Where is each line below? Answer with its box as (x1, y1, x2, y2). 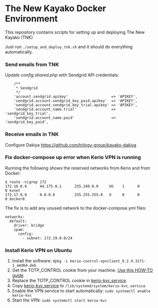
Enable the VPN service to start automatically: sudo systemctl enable (12, 288, 151, 294)
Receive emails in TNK (5, 131, 59, 138)
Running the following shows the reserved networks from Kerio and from (5, 165, 150, 171)
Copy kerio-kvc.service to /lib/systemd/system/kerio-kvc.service (12, 283, 146, 289)
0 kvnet (5, 188, 21, 193)
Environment (5, 13, 58, 24)
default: (9, 219, 27, 224)
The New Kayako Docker (5, 3, 107, 14)
